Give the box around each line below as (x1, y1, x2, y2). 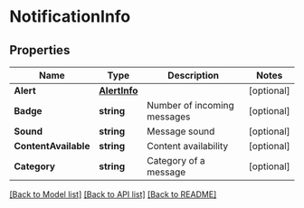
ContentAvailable (14, 140, 90, 152)
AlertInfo (99, 84, 138, 97)
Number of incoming (147, 99, 235, 111)
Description (166, 70, 220, 81)
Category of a (147, 155, 205, 166)
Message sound (147, 125, 215, 137)
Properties (9, 43, 71, 58)
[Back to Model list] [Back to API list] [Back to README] (9, 189, 217, 200)
